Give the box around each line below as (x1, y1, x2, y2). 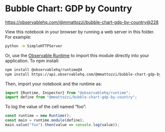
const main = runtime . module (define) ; (5, 118, 84, 123)
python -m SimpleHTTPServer (5, 43, 63, 48)
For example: (5, 34, 32, 40)
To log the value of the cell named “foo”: (5, 104, 87, 110)
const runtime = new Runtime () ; (5, 113, 71, 118)
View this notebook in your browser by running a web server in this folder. (5, 29, 155, 34)
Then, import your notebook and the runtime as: (5, 81, 102, 87)
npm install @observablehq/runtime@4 (5, 67, 82, 72)
